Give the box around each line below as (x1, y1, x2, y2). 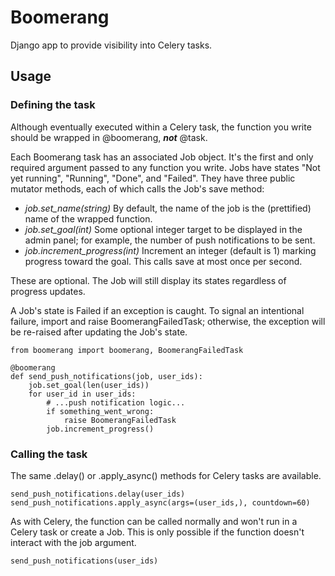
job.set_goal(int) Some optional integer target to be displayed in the (24, 223, 303, 235)
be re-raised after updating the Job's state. (10, 326, 188, 338)
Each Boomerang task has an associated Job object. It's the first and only (10, 151, 314, 163)
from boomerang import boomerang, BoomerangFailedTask (10, 345, 244, 355)
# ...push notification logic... (46, 397, 186, 408)
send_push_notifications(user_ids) (10, 556, 159, 566)
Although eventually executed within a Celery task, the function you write (10, 121, 312, 133)
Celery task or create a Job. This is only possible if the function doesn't (10, 526, 305, 538)
